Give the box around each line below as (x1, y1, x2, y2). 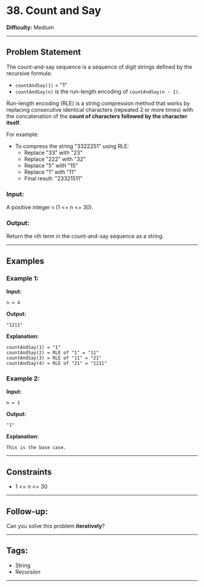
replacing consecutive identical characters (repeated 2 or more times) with (6, 106, 194, 113)
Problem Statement (6, 47, 81, 58)
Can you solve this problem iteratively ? (6, 522, 105, 529)
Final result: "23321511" (24, 174, 83, 182)
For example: (6, 131, 39, 138)
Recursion (15, 568, 41, 575)
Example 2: (6, 374, 40, 382)
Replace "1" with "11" (24, 168, 76, 175)
